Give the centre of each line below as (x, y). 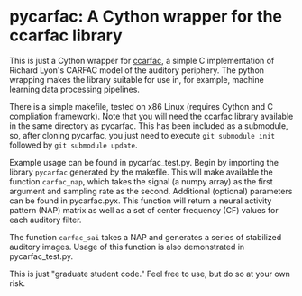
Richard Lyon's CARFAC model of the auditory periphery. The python (137, 70)
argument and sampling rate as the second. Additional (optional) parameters (151, 191)
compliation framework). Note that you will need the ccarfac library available (151, 116)
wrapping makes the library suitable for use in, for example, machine (137, 79)
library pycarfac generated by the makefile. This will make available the (141, 172)
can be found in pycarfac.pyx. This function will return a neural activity (141, 201)
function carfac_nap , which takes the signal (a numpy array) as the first (141, 181)
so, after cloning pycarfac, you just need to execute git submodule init (142, 135)
